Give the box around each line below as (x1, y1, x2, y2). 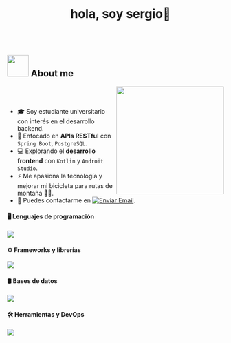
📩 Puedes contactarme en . (16, 196, 136, 205)
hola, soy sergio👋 (70, 6, 171, 22)
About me (30, 67, 74, 79)
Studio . (16, 164, 38, 172)
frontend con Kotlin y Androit (16, 156, 104, 165)
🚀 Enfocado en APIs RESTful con (16, 132, 111, 140)
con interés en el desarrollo (16, 117, 95, 125)
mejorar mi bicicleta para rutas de (16, 181, 113, 189)
